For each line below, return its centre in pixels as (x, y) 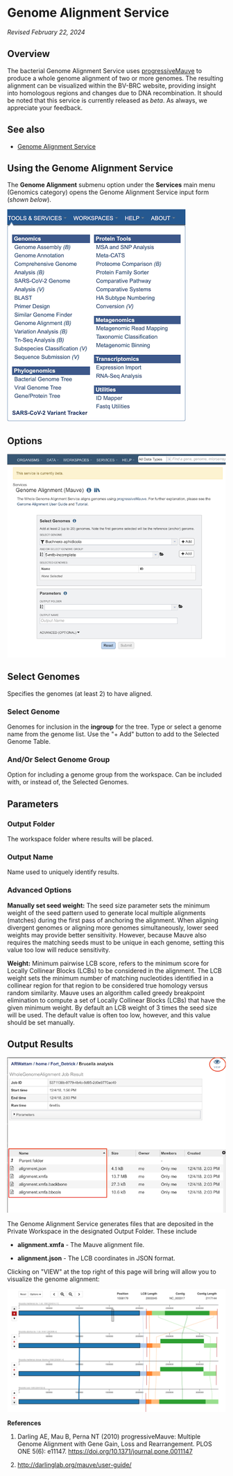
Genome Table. (29, 742)
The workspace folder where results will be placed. (80, 839)
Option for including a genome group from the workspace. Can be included (114, 775)
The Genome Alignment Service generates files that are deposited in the (110, 1224)
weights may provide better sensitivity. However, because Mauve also (107, 935)
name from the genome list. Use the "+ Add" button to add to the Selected (113, 734)
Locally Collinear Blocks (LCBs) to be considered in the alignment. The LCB (114, 970)
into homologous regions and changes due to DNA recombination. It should (115, 93)
